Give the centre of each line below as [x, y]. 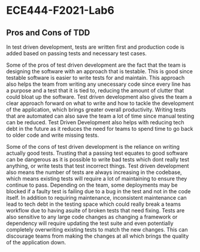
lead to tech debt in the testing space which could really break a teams [94, 204]
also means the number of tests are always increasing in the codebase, [94, 172]
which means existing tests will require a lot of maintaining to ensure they [97, 178]
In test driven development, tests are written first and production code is [95, 47]
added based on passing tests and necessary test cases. [76, 53]
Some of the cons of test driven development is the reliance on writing [93, 147]
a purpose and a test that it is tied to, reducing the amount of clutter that [95, 90]
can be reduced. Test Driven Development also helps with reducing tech [95, 122]
